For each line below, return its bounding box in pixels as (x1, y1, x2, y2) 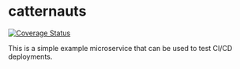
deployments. (8, 52, 53, 61)
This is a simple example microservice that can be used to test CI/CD (8, 43, 233, 53)
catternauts (8, 2, 87, 20)
